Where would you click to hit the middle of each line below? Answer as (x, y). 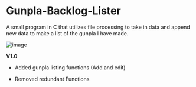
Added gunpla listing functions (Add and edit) (70, 67)
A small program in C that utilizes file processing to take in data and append (98, 27)
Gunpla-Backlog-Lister (63, 11)
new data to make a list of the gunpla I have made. (67, 33)
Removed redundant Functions (52, 79)
